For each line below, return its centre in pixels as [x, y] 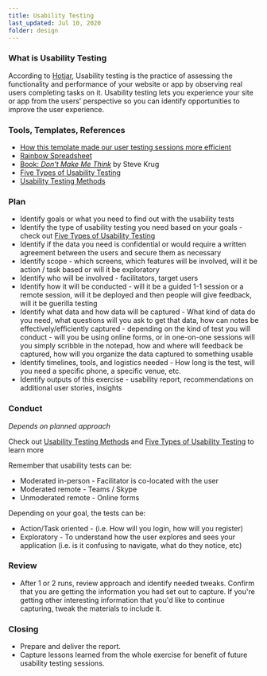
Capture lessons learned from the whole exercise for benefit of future [133, 655]
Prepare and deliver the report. [70, 647]
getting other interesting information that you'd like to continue [122, 600]
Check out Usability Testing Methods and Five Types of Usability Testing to [131, 441]
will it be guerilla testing [58, 304]
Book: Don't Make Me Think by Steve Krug [89, 164]
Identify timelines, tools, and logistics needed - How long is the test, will [137, 363]
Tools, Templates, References [67, 130]
